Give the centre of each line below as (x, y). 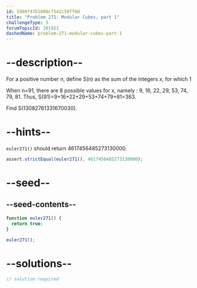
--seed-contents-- (41, 204)
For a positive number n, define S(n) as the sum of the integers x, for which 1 (99, 79)
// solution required (33, 279)
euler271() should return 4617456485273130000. (67, 148)
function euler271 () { (34, 218)
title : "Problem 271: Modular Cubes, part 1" (63, 17)
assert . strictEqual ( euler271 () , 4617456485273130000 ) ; (75, 159)
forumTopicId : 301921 (33, 28)
